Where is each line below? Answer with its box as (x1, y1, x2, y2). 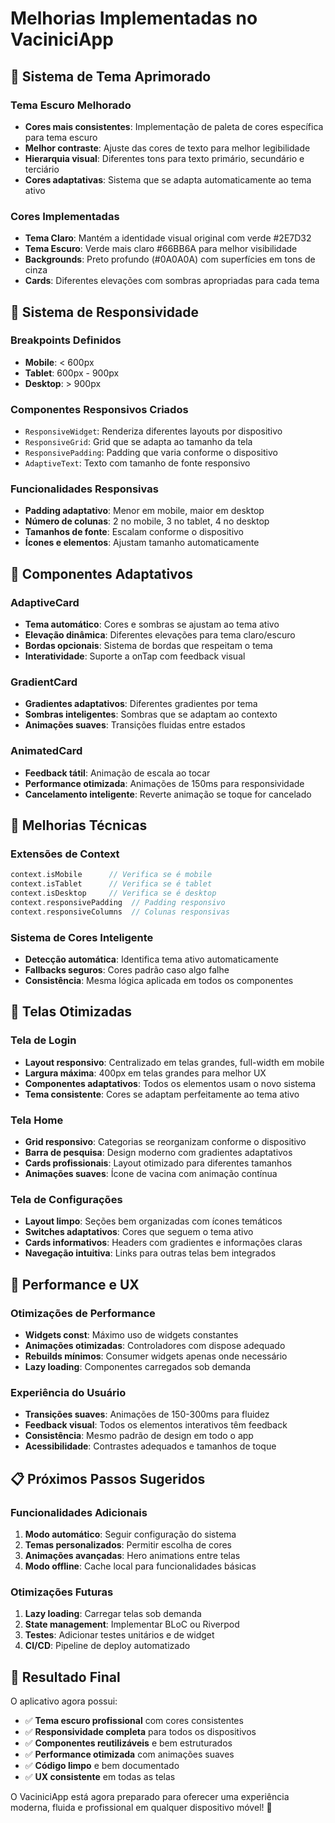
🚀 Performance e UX (10, 1276, 140, 1293)
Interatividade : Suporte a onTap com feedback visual (24, 650, 246, 662)
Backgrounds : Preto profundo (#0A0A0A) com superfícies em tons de (24, 253, 316, 266)
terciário (24, 163, 60, 175)
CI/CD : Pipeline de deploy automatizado (24, 1640, 191, 1652)
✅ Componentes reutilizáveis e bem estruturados (24, 1737, 233, 1749)
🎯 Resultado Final (10, 1668, 121, 1686)
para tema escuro (24, 131, 98, 143)
